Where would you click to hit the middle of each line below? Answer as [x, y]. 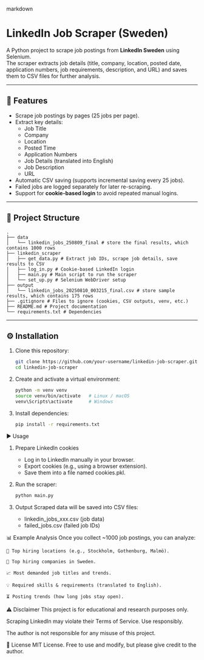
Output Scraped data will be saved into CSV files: [76, 507]
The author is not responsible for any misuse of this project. [81, 633]
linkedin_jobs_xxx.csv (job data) [64, 519]
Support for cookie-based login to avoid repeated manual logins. [97, 193]
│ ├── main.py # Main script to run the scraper [72, 274]
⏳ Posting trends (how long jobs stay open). [65, 596]
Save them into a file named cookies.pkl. [75, 472]
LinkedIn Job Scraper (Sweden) [87, 33]
